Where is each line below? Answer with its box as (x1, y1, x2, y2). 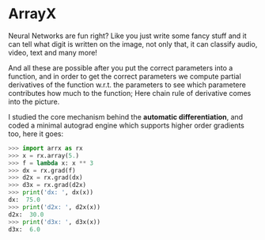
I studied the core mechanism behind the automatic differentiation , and (8, 112, 244, 121)
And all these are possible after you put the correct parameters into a (8, 63, 233, 72)
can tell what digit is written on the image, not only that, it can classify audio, (8, 39, 258, 48)
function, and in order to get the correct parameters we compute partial (8, 71, 241, 81)
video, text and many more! (8, 48, 97, 57)
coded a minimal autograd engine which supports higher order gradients (8, 120, 245, 130)
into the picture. (8, 97, 60, 106)
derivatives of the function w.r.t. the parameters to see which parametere (8, 80, 247, 90)
